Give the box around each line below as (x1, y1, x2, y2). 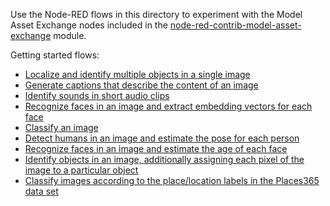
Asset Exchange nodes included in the (10, 19, 168, 31)
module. (53, 30, 87, 41)
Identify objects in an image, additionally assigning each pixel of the (24, 154, 305, 165)
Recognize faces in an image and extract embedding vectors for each (24, 100, 313, 112)
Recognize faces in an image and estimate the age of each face (24, 143, 288, 154)
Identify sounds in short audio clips (24, 90, 170, 101)
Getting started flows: (10, 49, 100, 61)
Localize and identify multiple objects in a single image (24, 69, 251, 80)
